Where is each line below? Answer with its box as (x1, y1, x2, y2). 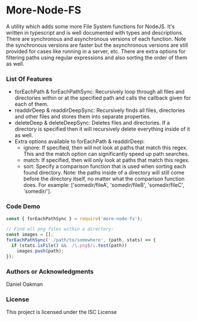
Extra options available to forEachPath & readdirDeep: (14, 138, 145, 145)
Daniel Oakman (6, 281, 43, 288)
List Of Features (6, 74, 53, 83)
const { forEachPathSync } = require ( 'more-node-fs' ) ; (6, 216, 143, 221)
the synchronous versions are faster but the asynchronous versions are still (6, 42, 188, 49)
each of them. (14, 101, 49, 108)
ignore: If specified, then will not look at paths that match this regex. (23, 144, 188, 151)
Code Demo (6, 203, 40, 211)
